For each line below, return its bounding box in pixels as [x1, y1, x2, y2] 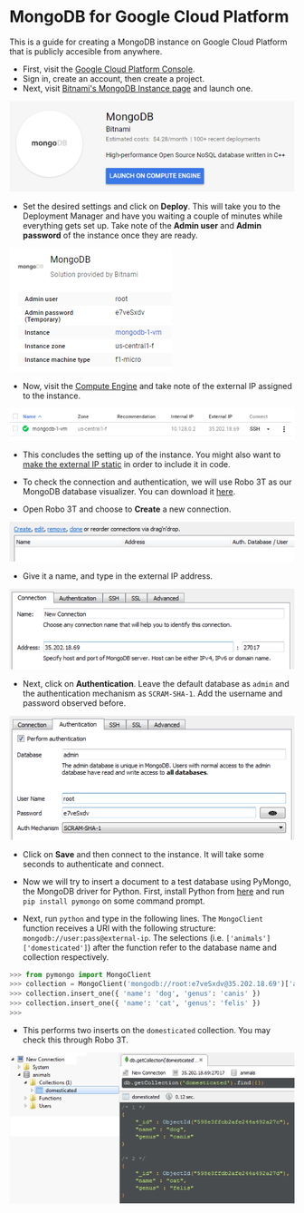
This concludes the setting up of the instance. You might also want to [22, 449, 281, 460]
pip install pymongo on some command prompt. [22, 895, 205, 906]
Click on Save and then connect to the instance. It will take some [22, 848, 264, 859]
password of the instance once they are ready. [22, 230, 198, 240]
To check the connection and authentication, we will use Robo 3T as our [22, 476, 292, 487]
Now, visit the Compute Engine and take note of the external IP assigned [22, 381, 292, 391]
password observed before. [22, 698, 127, 709]
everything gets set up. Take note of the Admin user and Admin [22, 220, 262, 230]
